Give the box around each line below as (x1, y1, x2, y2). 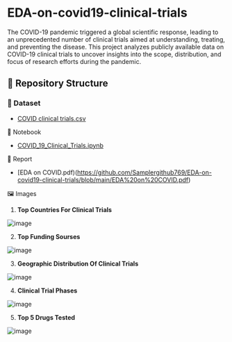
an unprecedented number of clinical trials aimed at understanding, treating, (7, 35, 226, 43)
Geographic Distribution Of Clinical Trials (17, 259, 139, 268)
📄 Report (7, 154, 33, 163)
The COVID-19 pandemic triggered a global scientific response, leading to (7, 28, 219, 36)
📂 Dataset (7, 99, 41, 108)
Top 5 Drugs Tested (17, 313, 75, 321)
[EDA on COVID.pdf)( (17, 168, 78, 177)
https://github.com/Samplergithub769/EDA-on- (77, 168, 212, 177)
